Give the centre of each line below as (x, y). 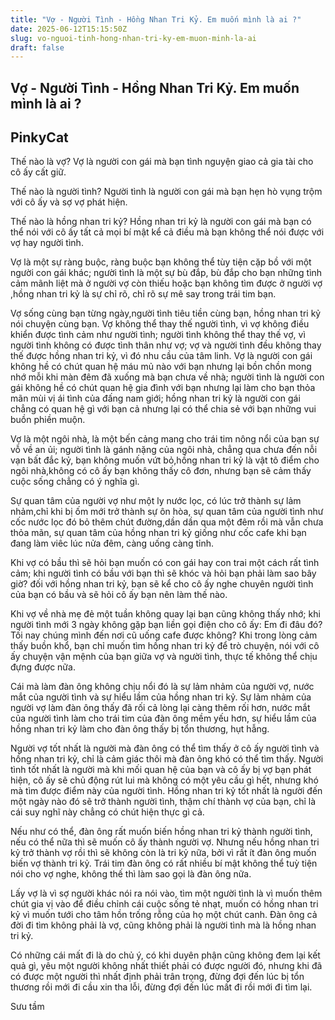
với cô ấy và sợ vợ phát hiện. (69, 202)
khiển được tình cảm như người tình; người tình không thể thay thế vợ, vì (158, 335)
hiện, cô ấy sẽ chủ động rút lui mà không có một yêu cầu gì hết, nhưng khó (164, 780)
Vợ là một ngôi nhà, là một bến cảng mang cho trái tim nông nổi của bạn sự (165, 439)
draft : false (37, 47)
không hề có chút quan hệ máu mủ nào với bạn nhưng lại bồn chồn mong (161, 367)
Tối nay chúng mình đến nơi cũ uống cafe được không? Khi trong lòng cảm (164, 635)
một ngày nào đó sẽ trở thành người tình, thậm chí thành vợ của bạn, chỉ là (163, 802)
